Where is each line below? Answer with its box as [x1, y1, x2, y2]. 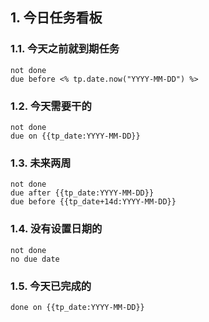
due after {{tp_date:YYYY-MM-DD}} [10, 188, 155, 198]
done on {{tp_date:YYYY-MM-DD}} [10, 302, 145, 312]
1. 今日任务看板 [10, 9, 103, 27]
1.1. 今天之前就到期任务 [10, 42, 120, 56]
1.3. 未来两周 [10, 156, 72, 170]
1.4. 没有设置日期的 [10, 222, 103, 236]
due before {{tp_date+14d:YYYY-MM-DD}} [10, 197, 177, 207]
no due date [10, 254, 60, 264]
